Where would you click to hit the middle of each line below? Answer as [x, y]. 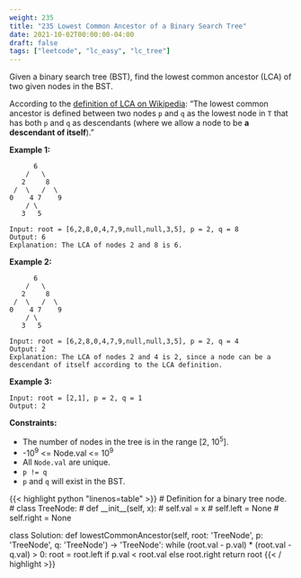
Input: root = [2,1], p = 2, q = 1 [76, 398]
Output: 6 [28, 238]
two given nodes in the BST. [62, 86]
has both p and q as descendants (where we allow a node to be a [129, 123]
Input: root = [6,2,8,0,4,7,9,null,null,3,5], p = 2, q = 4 [124, 342]
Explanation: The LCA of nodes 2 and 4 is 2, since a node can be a [140, 357]
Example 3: [31, 382]
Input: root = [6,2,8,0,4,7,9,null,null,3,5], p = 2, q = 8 [124, 230]
